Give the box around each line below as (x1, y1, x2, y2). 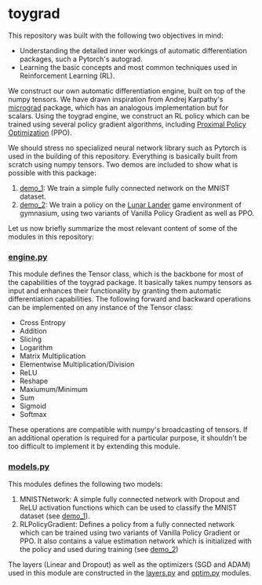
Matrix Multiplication (19, 351, 86, 361)
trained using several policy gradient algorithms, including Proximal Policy (8, 119, 247, 129)
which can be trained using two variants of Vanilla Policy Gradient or (19, 528, 241, 537)
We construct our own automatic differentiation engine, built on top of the (8, 86, 246, 95)
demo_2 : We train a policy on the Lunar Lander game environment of (19, 199, 242, 209)
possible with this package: (8, 168, 96, 177)
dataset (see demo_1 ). (19, 511, 90, 521)
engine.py (8, 251, 48, 262)
